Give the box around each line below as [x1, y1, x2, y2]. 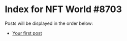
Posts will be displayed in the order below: [5, 20, 93, 26]
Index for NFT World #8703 [5, 4, 122, 15]
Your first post [12, 30, 42, 36]
